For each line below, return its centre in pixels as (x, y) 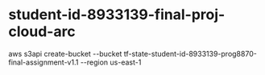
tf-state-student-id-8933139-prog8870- (190, 53)
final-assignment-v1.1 (43, 62)
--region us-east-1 (111, 62)
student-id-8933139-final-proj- (117, 15)
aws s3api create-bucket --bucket (65, 53)
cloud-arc (42, 32)
